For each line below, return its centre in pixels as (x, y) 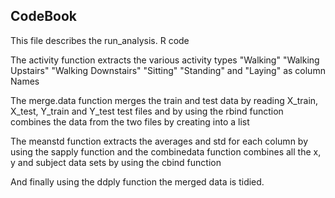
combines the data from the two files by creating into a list (130, 121)
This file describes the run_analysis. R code (100, 40)
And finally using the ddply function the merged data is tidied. (137, 181)
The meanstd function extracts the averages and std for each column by (159, 141)
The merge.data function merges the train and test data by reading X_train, (164, 100)
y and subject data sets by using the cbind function (116, 162)
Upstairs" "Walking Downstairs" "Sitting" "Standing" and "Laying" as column (168, 70)
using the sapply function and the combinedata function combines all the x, (166, 151)
